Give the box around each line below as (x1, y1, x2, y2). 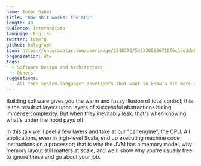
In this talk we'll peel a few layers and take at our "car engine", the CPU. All (6, 128, 190, 135)
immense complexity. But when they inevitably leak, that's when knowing (6, 110, 187, 117)
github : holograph (6, 42, 52, 48)
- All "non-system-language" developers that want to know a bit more (11, 81, 191, 87)
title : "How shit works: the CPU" (6, 14, 93, 20)
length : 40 (6, 20, 33, 26)
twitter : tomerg (6, 36, 47, 42)
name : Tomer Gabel (6, 8, 52, 15)
